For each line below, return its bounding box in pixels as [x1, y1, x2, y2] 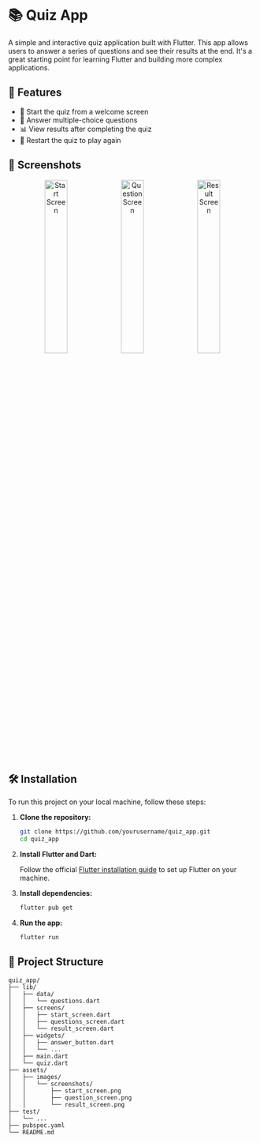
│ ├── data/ [8, 990, 55, 998]
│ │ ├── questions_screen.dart [8, 1017, 125, 1025]
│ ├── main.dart [8, 1052, 69, 1060]
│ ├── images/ [8, 1073, 61, 1081]
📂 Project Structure [8, 955, 104, 968]
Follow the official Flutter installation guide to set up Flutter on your [19, 865, 237, 874]
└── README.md [8, 1128, 55, 1136]
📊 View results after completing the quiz [19, 124, 152, 133]
